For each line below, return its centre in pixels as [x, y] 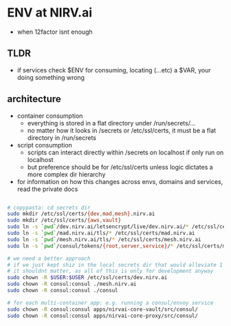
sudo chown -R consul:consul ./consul [63, 291]
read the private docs [47, 189]
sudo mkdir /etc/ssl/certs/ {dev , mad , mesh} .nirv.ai [81, 214]
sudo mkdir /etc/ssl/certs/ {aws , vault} [64, 221]
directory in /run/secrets [62, 137]
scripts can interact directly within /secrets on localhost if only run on [125, 152]
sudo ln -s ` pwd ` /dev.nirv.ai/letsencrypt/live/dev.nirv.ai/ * [98, 227]
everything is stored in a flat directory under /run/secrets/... [111, 123]
